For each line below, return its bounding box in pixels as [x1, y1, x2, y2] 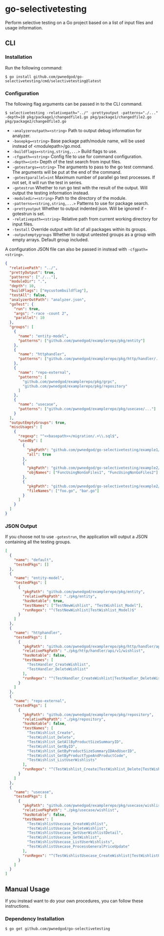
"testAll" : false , [9, 293, 47, 298]
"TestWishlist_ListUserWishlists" [26, 757, 97, 763]
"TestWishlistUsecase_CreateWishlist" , [26, 821, 108, 826]
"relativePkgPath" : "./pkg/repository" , [22, 717, 106, 722]
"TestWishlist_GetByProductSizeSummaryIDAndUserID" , [26, 749, 137, 753]
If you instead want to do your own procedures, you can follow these [5, 898, 143, 904]
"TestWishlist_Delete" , [26, 735, 76, 740]
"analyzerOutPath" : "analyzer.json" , [9, 297, 86, 302]
